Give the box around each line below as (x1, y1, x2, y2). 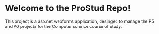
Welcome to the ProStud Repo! (5, 3, 130, 14)
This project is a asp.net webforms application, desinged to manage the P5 (5, 18, 154, 24)
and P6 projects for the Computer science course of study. (5, 23, 122, 29)
